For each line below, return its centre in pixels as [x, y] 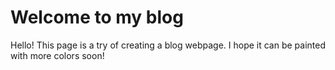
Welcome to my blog [97, 17]
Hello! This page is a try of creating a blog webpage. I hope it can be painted [168, 45]
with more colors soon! [57, 55]
